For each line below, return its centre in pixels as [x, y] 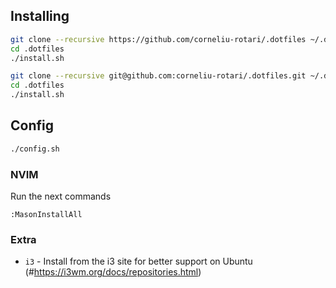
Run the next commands [61, 196]
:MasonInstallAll [46, 215]
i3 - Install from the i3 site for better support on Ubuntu [138, 261]
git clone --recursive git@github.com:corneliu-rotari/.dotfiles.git [158, 76]
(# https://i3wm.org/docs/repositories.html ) [113, 272]
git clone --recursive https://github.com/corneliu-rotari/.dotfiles [158, 39]
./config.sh [35, 149]
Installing [40, 16]
